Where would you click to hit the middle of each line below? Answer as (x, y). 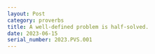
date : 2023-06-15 (33, 33)
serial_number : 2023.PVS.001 (50, 40)
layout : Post (26, 14)
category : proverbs (36, 20)
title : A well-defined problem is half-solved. (78, 27)
